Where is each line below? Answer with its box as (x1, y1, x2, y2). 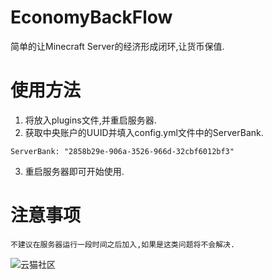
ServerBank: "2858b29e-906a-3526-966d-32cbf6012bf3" (10, 146, 235, 156)
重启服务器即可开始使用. (24, 165, 125, 177)
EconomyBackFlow (10, 6, 173, 29)
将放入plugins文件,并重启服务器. (24, 114, 157, 126)
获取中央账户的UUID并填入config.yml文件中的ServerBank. (24, 126, 264, 138)
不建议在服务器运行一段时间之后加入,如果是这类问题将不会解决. (10, 239, 236, 250)
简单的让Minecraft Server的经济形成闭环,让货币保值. (10, 40, 225, 52)
